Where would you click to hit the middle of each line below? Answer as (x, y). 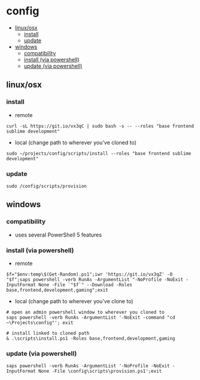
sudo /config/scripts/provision (46, 186)
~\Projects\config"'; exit (40, 322)
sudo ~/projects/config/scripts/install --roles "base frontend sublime (99, 153)
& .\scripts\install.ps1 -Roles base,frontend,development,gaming (91, 338)
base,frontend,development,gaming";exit (57, 290)
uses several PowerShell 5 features (58, 235)
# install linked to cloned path (48, 333)
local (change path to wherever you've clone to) (74, 301)
